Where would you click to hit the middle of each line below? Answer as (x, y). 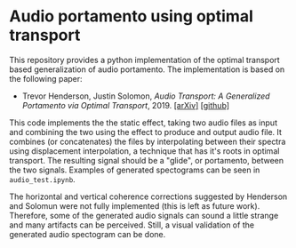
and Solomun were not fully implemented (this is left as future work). (135, 205)
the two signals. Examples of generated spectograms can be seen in (135, 170)
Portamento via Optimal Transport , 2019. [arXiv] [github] (125, 105)
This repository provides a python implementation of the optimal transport (144, 60)
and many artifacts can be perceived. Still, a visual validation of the (132, 225)
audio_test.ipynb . (42, 179)
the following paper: (46, 78)
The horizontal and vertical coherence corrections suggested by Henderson (148, 196)
